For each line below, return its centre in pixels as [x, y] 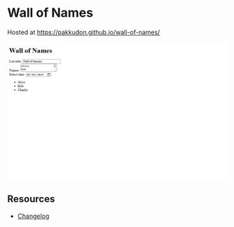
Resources [31, 199]
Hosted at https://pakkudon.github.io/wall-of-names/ [84, 32]
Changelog [33, 216]
